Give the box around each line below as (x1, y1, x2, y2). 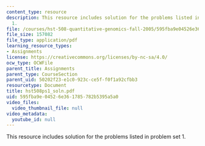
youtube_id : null (12, 116, 56, 122)
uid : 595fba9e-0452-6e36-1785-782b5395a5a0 (6, 94, 119, 100)
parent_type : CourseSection (6, 71, 78, 77)
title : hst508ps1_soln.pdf (6, 88, 75, 94)
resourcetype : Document (6, 83, 67, 89)
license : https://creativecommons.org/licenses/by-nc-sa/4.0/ (6, 54, 168, 60)
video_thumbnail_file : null (12, 105, 84, 111)
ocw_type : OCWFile (6, 60, 53, 66)
